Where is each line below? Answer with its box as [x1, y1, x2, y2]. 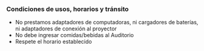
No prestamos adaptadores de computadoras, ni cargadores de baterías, [15, 19, 199, 26]
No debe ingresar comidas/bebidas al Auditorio [15, 32, 134, 39]
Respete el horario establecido [15, 38, 93, 46]
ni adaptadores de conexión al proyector [15, 25, 117, 32]
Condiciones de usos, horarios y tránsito [6, 5, 129, 13]
